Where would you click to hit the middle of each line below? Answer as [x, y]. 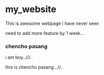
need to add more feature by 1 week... [45, 33]
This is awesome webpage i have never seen [52, 23]
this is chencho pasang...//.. [34, 67]
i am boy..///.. [19, 57]
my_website [31, 9]
